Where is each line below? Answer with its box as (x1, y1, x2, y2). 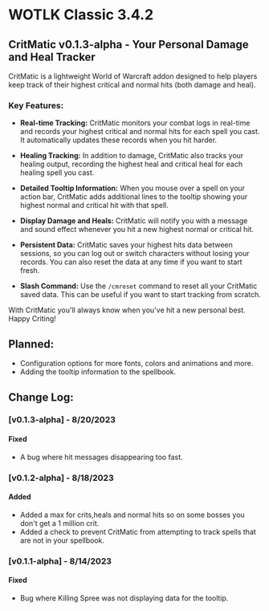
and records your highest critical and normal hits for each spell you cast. (19, 127, 260, 136)
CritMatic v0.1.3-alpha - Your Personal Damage (8, 38, 249, 51)
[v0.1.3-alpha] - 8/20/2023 (8, 414, 116, 426)
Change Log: (8, 390, 74, 404)
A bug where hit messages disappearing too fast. (19, 452, 183, 462)
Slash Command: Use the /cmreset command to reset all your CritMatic (19, 281, 258, 291)
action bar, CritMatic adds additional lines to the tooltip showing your (19, 192, 248, 202)
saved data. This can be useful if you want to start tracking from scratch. (19, 290, 261, 299)
